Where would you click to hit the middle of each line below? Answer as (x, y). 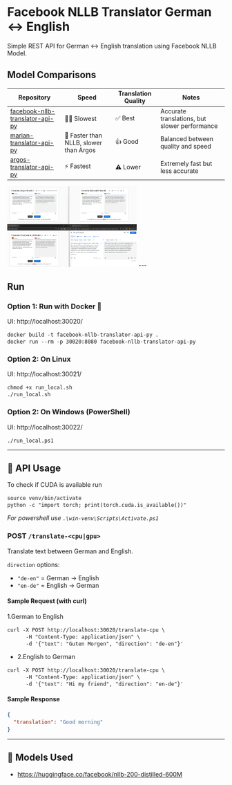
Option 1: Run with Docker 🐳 (55, 306)
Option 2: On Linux (39, 359)
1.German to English (36, 616)
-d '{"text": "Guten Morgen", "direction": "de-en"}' (105, 644)
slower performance (189, 126)
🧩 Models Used (40, 758)
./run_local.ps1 (30, 441)
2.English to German (46, 656)
